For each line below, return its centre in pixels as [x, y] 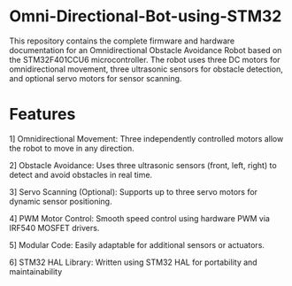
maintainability [36, 271]
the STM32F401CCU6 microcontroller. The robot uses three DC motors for [145, 59]
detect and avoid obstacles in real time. [81, 174]
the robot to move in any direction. [72, 148]
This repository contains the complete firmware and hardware [122, 41]
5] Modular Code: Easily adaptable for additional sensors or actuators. [137, 244]
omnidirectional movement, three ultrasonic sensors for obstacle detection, [146, 69]
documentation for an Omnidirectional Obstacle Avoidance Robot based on [146, 50]
